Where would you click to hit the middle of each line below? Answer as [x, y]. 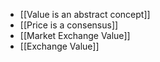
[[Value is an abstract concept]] [85, 14]
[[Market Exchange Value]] [75, 35]
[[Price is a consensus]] [69, 25]
